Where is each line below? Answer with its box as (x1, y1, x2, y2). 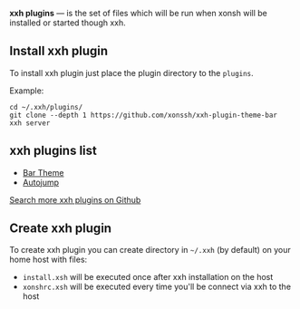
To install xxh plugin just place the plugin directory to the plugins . (9, 67, 254, 78)
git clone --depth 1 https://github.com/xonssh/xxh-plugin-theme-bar (9, 111, 278, 120)
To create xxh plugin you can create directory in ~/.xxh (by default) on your (9, 245, 292, 256)
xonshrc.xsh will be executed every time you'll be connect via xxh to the (22, 281, 292, 293)
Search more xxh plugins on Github (9, 194, 141, 205)
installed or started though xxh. (9, 17, 127, 28)
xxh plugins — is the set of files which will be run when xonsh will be (9, 8, 267, 18)
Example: (9, 85, 44, 96)
